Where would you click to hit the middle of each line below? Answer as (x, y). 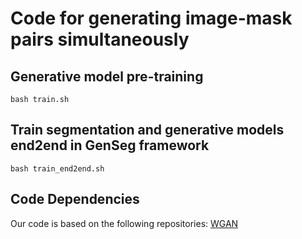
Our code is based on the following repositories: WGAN (124, 223)
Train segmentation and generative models (147, 130)
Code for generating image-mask (151, 18)
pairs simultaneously (100, 39)
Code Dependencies (75, 199)
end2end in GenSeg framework (110, 145)
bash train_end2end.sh (57, 168)
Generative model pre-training (107, 76)
